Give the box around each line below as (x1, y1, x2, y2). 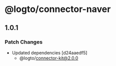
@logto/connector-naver (4, 3, 111, 15)
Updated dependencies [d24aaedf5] (11, 49, 87, 55)
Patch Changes (4, 38, 43, 45)
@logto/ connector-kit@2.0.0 (19, 55, 78, 61)
